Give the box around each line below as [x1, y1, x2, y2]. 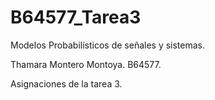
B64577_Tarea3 [10, 6, 142, 29]
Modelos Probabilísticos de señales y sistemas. [10, 39, 206, 51]
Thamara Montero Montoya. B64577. [10, 58, 162, 70]
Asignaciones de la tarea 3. [10, 77, 123, 90]
